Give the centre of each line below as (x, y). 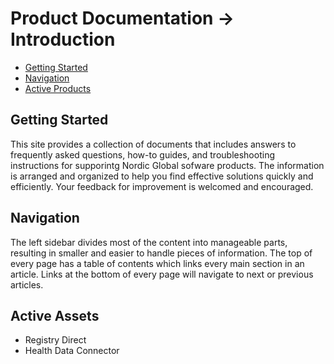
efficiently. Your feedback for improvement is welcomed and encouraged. (162, 186)
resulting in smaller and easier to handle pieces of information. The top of (161, 253)
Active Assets (55, 315)
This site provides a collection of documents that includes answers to (153, 144)
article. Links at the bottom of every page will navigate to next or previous (162, 274)
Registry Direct (55, 340)
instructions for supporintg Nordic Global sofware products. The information (167, 165)
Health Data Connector (72, 351)
